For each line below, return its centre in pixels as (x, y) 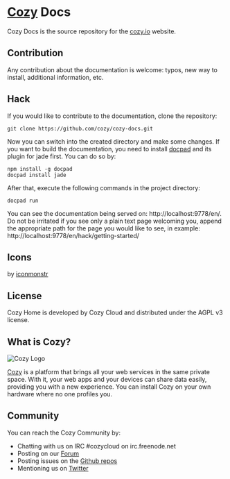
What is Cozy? (39, 342)
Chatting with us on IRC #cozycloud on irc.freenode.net (97, 446)
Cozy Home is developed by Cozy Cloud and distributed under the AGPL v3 (115, 312)
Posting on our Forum (48, 453)
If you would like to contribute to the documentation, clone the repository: (112, 116)
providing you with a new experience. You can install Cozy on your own (109, 387)
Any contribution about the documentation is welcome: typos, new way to (113, 69)
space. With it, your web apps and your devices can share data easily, (107, 379)
